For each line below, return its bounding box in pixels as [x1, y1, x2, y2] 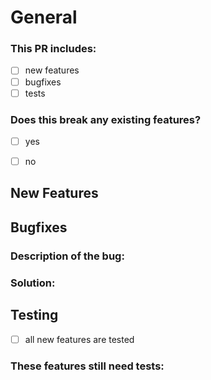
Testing [10, 307, 59, 324]
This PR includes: [10, 42, 97, 56]
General [10, 6, 78, 29]
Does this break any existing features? [10, 112, 202, 126]
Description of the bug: [10, 249, 125, 263]
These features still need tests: [10, 359, 165, 373]
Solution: [10, 276, 56, 290]
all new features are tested [24, 333, 135, 345]
